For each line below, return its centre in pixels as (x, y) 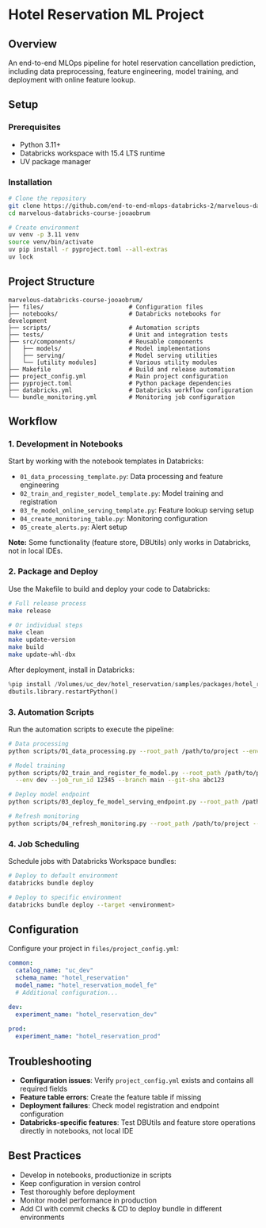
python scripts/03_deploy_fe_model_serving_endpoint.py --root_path (123, 802)
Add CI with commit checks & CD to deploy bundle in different (121, 1208)
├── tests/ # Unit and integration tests (118, 335)
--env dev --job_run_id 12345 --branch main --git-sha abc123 (120, 780)
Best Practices (45, 1156)
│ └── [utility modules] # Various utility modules (113, 363)
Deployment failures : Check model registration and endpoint (119, 1105)
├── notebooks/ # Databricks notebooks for (115, 314)
